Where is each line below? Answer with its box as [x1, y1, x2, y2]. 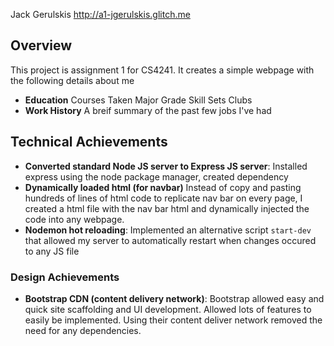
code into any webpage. [24, 213, 125, 225]
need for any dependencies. [24, 324, 142, 336]
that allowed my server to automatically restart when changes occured [24, 234, 317, 246]
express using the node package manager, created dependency [24, 170, 289, 183]
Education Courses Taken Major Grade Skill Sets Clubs [24, 94, 253, 106]
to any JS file [24, 245, 80, 257]
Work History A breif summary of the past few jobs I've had [24, 104, 272, 116]
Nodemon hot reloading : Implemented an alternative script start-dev [24, 224, 312, 236]
